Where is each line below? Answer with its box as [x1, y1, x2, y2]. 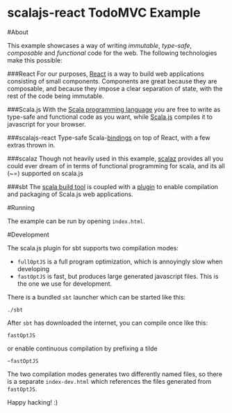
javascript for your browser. [7, 120, 87, 128]
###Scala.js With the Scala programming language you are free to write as [7, 105, 221, 113]
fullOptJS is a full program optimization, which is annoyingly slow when [17, 257, 224, 266]
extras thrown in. [7, 140, 56, 149]
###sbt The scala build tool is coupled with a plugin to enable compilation [7, 182, 219, 191]
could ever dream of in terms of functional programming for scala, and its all [7, 161, 226, 170]
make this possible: [7, 56, 63, 64]
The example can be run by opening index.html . [7, 217, 146, 225]
